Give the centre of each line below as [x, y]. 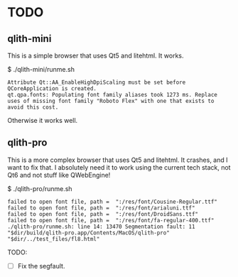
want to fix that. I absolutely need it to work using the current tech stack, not [119, 167]
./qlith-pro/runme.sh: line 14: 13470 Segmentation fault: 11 [101, 227]
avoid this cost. [33, 107]
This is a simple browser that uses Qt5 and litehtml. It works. [96, 55]
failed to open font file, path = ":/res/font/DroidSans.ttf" [103, 214]
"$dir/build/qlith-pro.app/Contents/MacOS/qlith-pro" [89, 233]
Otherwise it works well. [43, 120]
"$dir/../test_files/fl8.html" [54, 239]
